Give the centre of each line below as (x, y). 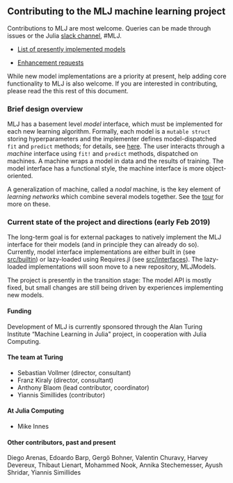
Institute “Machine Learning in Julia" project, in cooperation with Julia (107, 334)
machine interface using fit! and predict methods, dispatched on (103, 154)
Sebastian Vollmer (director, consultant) (74, 372)
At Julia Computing (36, 411)
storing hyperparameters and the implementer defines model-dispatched (112, 139)
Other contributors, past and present (62, 442)
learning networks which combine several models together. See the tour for (115, 197)
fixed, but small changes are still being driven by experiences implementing (115, 287)
